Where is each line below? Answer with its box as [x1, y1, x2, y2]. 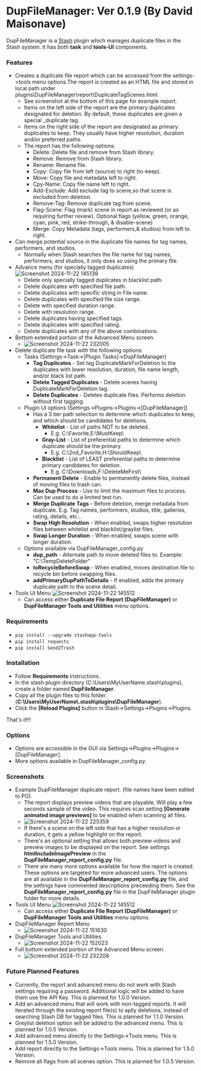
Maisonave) [6, 17, 67, 31]
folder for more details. [23, 895, 81, 902]
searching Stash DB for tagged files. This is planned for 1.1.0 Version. [14, 1013, 185, 1020]
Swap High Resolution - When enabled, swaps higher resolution [32, 519, 193, 527]
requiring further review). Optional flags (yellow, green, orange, [32, 212, 189, 220]
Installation [6, 658, 40, 667]
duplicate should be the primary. [41, 443, 122, 450]
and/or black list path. [32, 372, 87, 379]
